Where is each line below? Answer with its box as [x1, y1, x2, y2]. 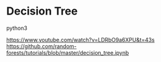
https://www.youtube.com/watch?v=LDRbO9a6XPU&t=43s [6, 36, 155, 43]
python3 [6, 24, 27, 32]
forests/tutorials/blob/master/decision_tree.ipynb [6, 49, 129, 56]
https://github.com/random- [6, 43, 77, 50]
